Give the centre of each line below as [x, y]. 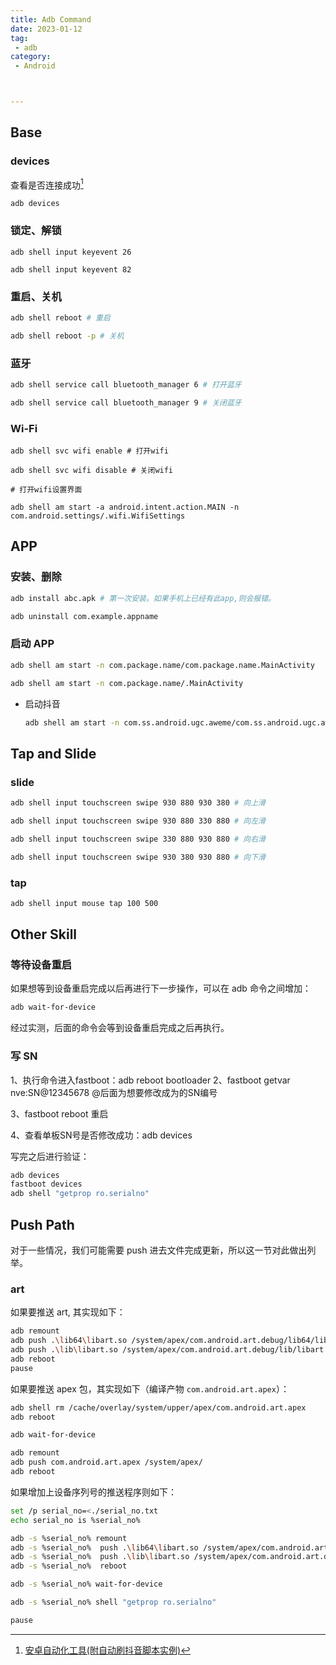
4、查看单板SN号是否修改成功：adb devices [101, 1135]
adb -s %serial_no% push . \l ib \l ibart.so [100, 1557]
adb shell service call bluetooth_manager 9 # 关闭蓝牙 [126, 402]
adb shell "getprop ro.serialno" [80, 1194]
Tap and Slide [53, 753]
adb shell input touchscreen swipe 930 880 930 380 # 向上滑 [138, 803]
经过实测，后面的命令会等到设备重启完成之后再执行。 [120, 1028]
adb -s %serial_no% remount [69, 1538]
